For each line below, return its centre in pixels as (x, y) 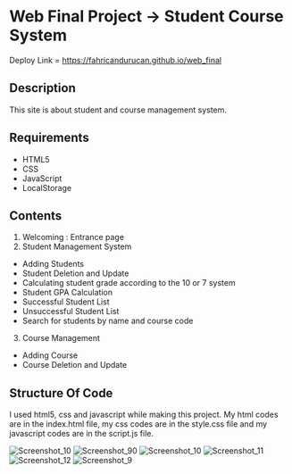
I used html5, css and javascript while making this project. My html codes (144, 415)
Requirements (49, 138)
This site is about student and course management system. (118, 110)
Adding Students (53, 264)
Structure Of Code (61, 393)
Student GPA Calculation (67, 293)
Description (42, 88)
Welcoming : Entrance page (73, 237)
